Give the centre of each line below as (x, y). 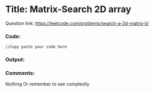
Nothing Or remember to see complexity (48, 84)
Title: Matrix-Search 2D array (68, 9)
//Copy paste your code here (36, 47)
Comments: (20, 73)
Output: (15, 60)
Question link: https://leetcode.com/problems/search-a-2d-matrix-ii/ (77, 23)
